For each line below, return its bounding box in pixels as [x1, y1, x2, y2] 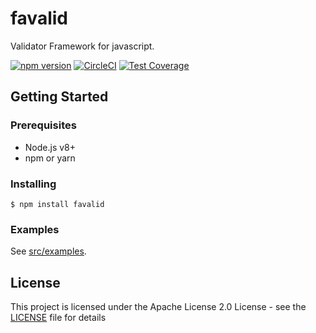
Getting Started [10, 88, 109, 106]
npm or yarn [24, 152, 76, 164]
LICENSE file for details [10, 312, 107, 324]
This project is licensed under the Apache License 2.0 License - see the [10, 301, 307, 313]
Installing [10, 177, 57, 191]
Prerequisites [10, 118, 77, 132]
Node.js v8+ [24, 141, 77, 153]
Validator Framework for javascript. [10, 40, 155, 52]
